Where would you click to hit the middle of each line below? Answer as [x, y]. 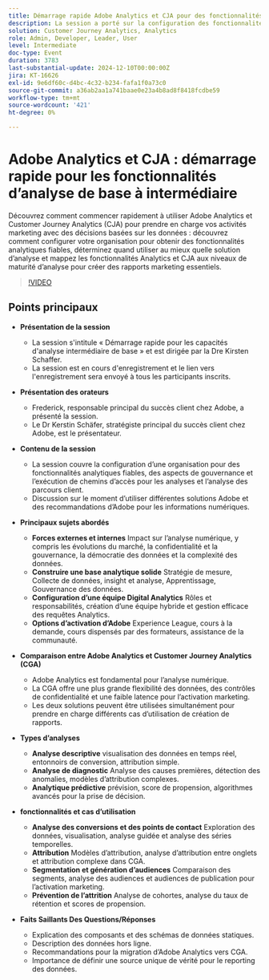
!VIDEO [40, 282]
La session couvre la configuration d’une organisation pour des [136, 464]
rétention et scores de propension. [89, 904]
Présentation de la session [65, 326]
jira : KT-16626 [34, 75]
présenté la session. [65, 416]
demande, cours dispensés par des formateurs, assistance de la [138, 631]
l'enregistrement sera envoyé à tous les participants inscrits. [131, 376]
